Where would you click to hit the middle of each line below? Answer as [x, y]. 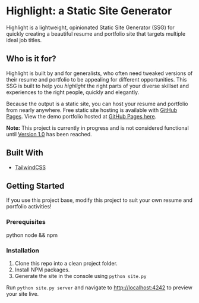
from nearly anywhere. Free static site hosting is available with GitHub [92, 110]
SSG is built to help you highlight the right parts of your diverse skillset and [97, 86]
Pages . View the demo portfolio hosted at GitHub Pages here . [81, 116]
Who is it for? [31, 59]
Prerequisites [26, 222]
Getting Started [35, 186]
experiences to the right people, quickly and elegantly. [73, 92]
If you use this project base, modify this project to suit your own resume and [99, 200]
